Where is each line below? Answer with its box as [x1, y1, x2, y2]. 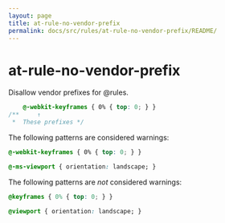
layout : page [8, 11, 52, 20]
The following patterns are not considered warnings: [8, 177, 182, 187]
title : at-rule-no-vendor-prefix [8, 19, 121, 27]
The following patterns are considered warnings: [8, 132, 170, 142]
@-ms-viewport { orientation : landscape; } [8, 162, 157, 171]
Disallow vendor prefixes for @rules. [8, 87, 129, 97]
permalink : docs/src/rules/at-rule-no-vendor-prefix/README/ [8, 26, 218, 34]
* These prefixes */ [11, 118, 84, 127]
